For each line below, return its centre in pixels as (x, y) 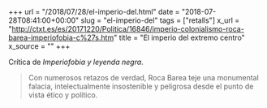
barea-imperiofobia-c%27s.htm (61, 37)
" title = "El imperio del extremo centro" (179, 37)
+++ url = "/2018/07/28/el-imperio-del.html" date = (94, 12)
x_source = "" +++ (39, 46)
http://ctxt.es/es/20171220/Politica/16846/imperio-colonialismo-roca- (128, 29)
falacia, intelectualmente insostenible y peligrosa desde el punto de (141, 86)
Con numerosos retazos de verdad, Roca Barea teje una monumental (144, 78)
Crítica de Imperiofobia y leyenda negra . (76, 62)
